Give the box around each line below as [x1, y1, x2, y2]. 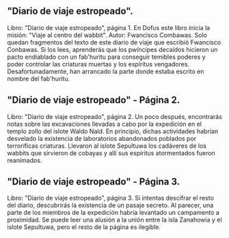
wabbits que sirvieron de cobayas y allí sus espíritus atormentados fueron [7, 148, 215, 157]
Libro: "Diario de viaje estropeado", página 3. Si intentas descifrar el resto [7, 194, 214, 202]
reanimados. [7, 156, 42, 164]
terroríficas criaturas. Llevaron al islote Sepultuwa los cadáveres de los [7, 142, 207, 150]
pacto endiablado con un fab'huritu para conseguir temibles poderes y [7, 53, 206, 61]
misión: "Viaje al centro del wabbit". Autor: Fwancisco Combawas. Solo [7, 31, 207, 39]
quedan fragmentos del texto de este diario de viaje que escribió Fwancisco [7, 38, 221, 47]
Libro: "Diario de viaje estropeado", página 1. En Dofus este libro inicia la [7, 23, 211, 31]
